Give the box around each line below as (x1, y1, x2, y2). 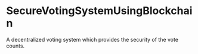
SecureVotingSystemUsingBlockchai (6, 4, 193, 18)
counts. (6, 42, 25, 49)
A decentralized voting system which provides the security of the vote (6, 36, 179, 43)
